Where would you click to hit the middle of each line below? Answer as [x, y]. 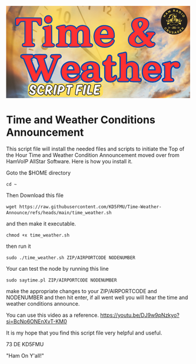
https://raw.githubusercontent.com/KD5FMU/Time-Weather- [90, 206]
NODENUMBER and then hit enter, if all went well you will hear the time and [97, 297]
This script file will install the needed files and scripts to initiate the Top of [95, 149]
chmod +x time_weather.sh [38, 235]
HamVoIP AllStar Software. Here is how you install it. [69, 161]
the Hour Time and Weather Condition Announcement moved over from [93, 155]
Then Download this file [35, 195]
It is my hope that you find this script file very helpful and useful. [84, 333]
